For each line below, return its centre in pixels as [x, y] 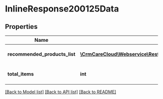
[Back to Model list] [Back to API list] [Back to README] [61, 92]
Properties [21, 27]
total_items [21, 74]
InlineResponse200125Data [62, 9]
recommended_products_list [41, 54]
